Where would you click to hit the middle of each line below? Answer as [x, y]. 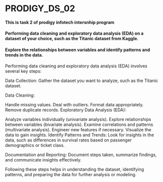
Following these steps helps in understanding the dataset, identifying [75, 169]
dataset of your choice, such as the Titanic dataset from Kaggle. [72, 39]
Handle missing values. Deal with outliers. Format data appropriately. [74, 104]
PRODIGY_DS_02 [40, 9]
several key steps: [23, 71]
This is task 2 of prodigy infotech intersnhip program [60, 22]
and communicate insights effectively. [43, 160]
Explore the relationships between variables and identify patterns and [78, 50]
